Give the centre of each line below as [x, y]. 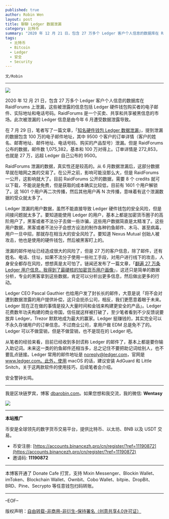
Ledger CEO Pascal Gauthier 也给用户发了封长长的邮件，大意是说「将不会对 [84, 293]
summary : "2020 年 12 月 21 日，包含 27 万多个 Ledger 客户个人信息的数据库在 [82, 33]
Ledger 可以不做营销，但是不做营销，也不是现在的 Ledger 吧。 [70, 331]
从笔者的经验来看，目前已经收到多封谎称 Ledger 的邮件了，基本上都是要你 [82, 342]
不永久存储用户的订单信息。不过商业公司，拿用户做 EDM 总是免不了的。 [80, 325]
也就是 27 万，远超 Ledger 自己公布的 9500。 [52, 156]
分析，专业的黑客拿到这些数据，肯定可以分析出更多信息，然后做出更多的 [80, 276]
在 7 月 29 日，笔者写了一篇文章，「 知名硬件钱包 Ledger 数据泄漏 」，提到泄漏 [84, 130]
